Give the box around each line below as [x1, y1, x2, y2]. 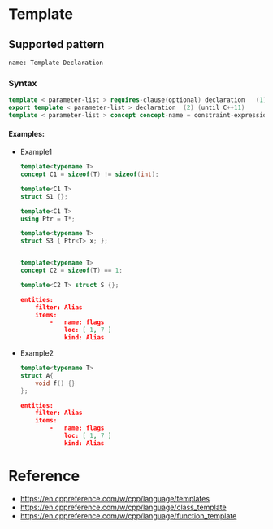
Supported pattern [8, 37, 105, 51]
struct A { [19, 371, 54, 379]
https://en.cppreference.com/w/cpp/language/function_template [19, 510, 237, 521]
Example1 [19, 147, 53, 157]
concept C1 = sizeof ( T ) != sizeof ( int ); [19, 170, 159, 178]
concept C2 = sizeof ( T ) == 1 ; [19, 266, 123, 274]
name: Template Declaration [8, 59, 104, 67]
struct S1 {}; [19, 192, 68, 200]
